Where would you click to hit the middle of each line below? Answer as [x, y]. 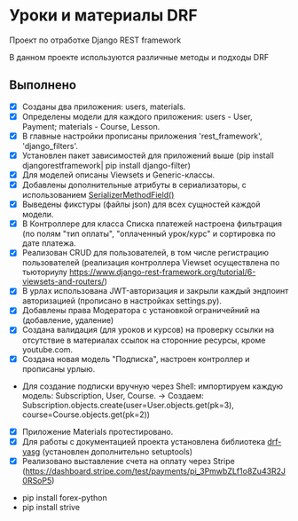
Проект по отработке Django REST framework [95, 40]
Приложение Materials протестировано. [98, 431]
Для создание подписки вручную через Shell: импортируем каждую [153, 386]
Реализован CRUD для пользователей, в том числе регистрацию [145, 253]
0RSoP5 [37, 480]
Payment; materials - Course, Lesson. [91, 126]
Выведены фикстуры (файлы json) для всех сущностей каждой [141, 204]
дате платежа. [49, 243]
